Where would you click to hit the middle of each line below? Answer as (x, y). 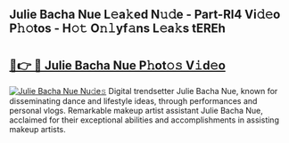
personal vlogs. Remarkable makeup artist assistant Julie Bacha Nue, (136, 111)
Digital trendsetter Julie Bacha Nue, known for (193, 91)
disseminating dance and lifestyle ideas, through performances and (133, 101)
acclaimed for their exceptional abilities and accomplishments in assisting (144, 120)
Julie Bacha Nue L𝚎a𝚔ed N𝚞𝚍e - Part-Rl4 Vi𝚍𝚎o (145, 15)
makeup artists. (38, 129)
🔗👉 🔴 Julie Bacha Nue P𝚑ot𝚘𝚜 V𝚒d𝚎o (117, 65)
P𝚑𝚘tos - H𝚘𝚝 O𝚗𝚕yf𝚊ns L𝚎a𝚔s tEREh (117, 29)
